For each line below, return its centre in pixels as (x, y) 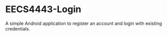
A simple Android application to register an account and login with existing (84, 23)
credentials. (18, 28)
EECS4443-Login (43, 9)
